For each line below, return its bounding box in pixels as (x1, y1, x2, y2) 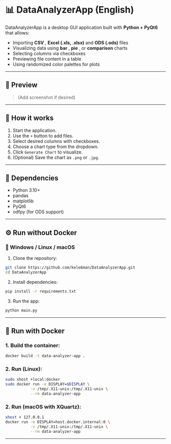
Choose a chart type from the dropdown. (12, 143, 99, 150)
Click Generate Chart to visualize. (12, 149, 83, 155)
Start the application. (12, 127, 57, 133)
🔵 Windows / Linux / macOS (5, 244, 75, 251)
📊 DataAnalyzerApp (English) (5, 4, 134, 16)
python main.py (5, 308, 38, 313)
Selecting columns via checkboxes (12, 50, 85, 56)
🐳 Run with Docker (5, 327, 65, 335)
